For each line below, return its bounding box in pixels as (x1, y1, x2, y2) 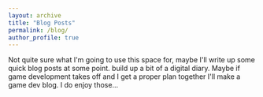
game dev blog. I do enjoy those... (8, 80, 119, 90)
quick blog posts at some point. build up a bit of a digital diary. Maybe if (8, 64, 240, 73)
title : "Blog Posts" (8, 19, 76, 27)
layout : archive (8, 11, 61, 20)
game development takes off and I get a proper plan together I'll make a (8, 72, 241, 81)
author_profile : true (8, 33, 80, 42)
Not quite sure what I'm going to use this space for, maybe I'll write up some (8, 55, 256, 65)
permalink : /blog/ (8, 26, 69, 34)
